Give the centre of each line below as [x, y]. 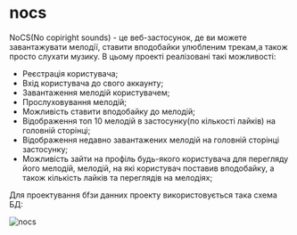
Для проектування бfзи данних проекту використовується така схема [144, 195]
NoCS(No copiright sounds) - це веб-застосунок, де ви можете [128, 37]
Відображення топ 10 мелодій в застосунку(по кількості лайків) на [149, 121]
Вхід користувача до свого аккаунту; [93, 83]
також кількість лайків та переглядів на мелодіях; [117, 177]
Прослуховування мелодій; [74, 101]
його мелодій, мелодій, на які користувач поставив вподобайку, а [148, 168]
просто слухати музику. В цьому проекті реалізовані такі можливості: [143, 56]
